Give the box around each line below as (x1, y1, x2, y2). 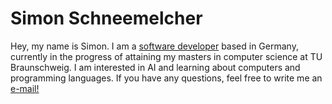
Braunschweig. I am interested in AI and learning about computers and (10, 61, 301, 73)
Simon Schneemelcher (10, 7, 203, 30)
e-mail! (10, 82, 40, 94)
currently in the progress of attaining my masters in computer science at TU (10, 50, 323, 62)
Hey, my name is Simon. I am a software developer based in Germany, (10, 40, 299, 52)
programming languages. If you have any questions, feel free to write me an (10, 72, 323, 84)
